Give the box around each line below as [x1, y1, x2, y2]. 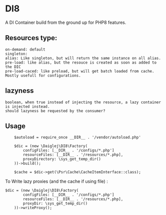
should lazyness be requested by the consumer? [5, 108, 106, 113]
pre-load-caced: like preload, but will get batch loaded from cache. [5, 69, 155, 73]
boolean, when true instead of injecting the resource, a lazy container [5, 100, 162, 105]
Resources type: [5, 34, 57, 42]
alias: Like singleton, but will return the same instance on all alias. [5, 56, 162, 61]
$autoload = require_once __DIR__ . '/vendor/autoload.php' [14, 135, 141, 140]
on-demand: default [5, 47, 46, 52]
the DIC [5, 64, 21, 70]
